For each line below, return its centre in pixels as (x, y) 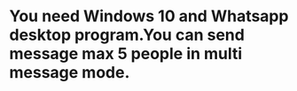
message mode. (70, 73)
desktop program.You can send (127, 35)
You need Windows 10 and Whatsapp (149, 16)
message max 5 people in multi (126, 54)
